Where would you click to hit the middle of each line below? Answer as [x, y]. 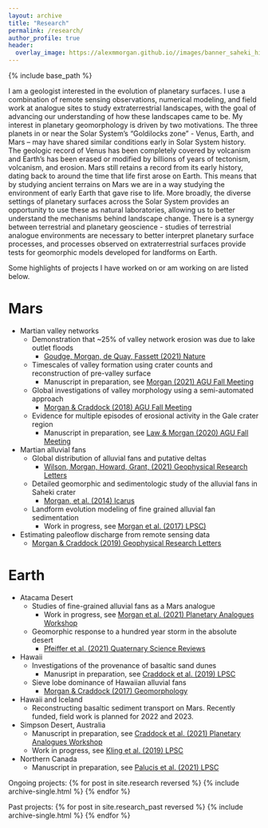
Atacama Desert [46, 597]
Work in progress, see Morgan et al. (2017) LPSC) [125, 526]
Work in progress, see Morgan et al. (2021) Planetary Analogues [149, 614]
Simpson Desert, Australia [63, 725]
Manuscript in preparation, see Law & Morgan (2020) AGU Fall [146, 432]
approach [47, 398]
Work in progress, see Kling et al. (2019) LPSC [107, 750]
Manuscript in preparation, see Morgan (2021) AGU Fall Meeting [148, 381]
